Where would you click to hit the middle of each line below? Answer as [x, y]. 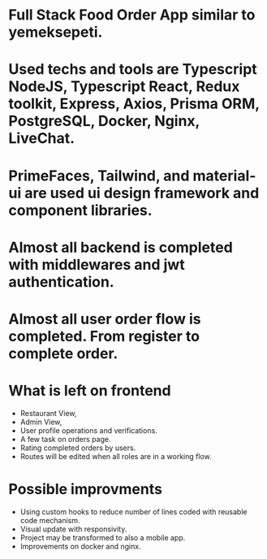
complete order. [63, 353]
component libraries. [80, 210]
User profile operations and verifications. [89, 430]
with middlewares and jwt [97, 264]
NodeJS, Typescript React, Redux [124, 87]
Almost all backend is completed [121, 247]
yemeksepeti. [56, 32]
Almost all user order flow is [105, 319]
